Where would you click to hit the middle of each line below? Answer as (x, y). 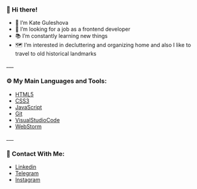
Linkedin (26, 167)
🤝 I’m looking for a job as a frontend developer (73, 29)
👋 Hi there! (22, 10)
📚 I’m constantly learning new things (61, 36)
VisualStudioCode (37, 120)
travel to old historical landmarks (56, 54)
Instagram (27, 179)
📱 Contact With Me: (35, 153)
